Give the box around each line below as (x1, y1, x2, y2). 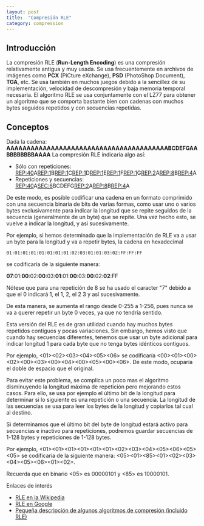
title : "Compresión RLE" (6, 15, 72, 21)
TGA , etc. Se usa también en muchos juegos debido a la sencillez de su (6, 79, 186, 86)
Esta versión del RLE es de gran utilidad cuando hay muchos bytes (6, 321, 173, 328)
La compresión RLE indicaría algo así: (52, 151, 146, 158)
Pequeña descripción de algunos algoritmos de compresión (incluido (15, 507, 188, 514)
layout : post (6, 9, 39, 15)
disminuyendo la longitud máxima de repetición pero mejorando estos (6, 383, 181, 390)
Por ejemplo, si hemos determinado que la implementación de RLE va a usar (6, 232, 197, 239)
